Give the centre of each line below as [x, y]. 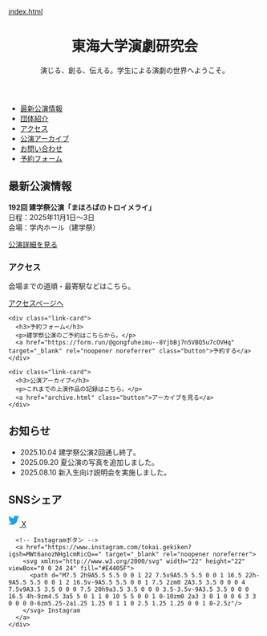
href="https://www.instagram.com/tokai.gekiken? [109, 547]
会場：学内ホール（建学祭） [54, 227]
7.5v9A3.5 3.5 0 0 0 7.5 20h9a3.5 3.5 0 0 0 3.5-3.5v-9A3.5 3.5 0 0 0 [129, 589]
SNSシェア [35, 500]
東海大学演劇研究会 [134, 47]
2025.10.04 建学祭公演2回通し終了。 [80, 452]
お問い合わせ [41, 149]
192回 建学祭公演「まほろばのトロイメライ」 [82, 207]
